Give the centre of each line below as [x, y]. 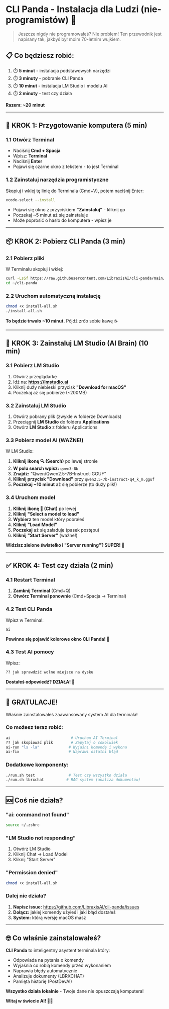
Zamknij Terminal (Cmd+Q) [42, 591]
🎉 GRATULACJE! [32, 702]
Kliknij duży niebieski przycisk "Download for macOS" [70, 387]
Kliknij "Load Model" [35, 525]
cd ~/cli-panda [22, 283]
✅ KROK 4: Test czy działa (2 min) [59, 566]
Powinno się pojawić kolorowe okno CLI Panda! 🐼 [58, 639]
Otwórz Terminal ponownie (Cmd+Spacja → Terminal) [70, 596]
